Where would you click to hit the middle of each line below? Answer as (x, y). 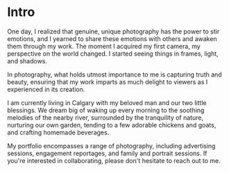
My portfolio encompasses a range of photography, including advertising (111, 146)
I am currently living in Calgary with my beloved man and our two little (107, 102)
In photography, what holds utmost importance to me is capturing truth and (114, 75)
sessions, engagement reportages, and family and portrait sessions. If (107, 153)
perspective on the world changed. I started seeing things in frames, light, (113, 54)
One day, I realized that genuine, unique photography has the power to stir (113, 31)
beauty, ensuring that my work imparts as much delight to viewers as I (108, 81)
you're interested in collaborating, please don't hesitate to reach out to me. (114, 160)
